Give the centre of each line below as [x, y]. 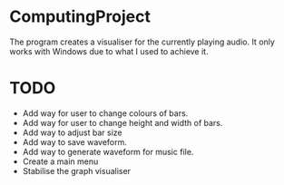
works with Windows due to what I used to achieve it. [109, 51]
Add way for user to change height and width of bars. [122, 122]
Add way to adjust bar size [72, 132]
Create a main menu [60, 161]
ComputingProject [80, 17]
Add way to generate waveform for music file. [108, 151]
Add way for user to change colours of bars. [105, 113]
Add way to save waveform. [74, 141]
